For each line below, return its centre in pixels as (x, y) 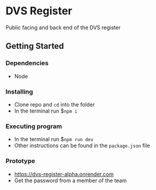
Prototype (21, 161)
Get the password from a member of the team (70, 180)
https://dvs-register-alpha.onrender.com (64, 174)
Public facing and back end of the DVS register (63, 27)
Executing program (34, 126)
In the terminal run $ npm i (46, 111)
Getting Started (35, 46)
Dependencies (27, 63)
